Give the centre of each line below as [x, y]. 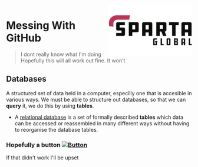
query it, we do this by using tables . [50, 106]
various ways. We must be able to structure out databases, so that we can [96, 99]
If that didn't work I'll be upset [42, 158]
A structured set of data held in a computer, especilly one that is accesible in [99, 93]
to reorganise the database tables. [56, 129]
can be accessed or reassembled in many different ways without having [102, 123]
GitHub [24, 38]
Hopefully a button [33, 145]
